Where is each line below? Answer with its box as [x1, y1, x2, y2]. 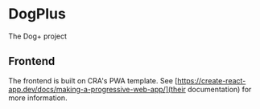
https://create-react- [176, 75, 246, 85]
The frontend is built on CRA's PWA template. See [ [8, 75, 178, 85]
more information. [8, 93, 68, 103]
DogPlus [8, 5, 66, 23]
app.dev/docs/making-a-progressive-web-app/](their [8, 84, 187, 94]
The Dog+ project [8, 31, 67, 41]
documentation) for [188, 84, 252, 94]
